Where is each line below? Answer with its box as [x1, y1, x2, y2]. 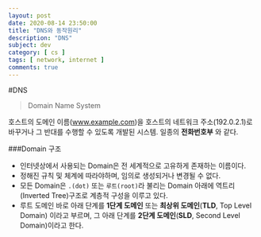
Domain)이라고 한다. [19, 220, 84, 230]
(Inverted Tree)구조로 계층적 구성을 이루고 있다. [19, 190, 168, 200]
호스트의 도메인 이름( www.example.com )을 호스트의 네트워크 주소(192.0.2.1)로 [8, 117, 253, 126]
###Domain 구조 [8, 144, 62, 153]
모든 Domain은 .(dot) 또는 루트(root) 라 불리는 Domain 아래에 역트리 [19, 181, 236, 190]
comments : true [8, 64, 59, 72]
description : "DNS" [8, 33, 73, 42]
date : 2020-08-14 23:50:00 [8, 19, 98, 27]
